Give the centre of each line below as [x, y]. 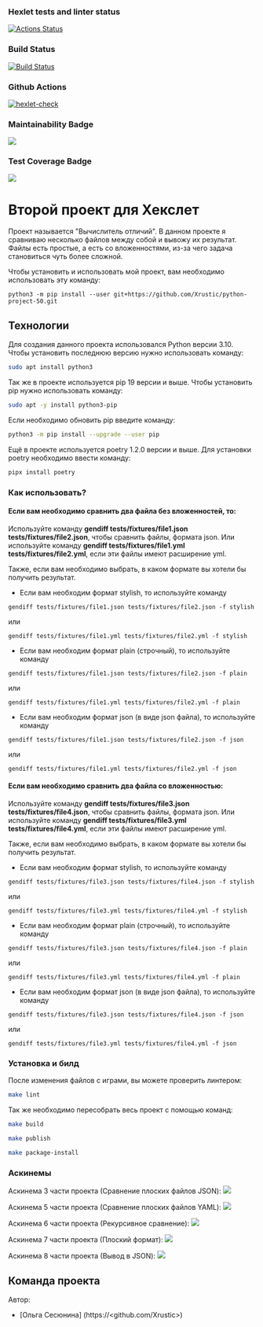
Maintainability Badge [51, 124]
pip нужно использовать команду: [66, 391]
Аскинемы [30, 1173]
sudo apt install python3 [50, 367]
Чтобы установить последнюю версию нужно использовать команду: [126, 353]
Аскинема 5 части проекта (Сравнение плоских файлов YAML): [115, 1207]
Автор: [19, 1299]
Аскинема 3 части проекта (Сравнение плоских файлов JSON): [115, 1191]
